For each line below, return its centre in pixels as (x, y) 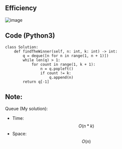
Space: (19, 134)
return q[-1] (36, 82)
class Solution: (22, 47)
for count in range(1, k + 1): (63, 64)
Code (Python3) (30, 36)
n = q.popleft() (57, 69)
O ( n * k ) (86, 126)
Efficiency (21, 8)
